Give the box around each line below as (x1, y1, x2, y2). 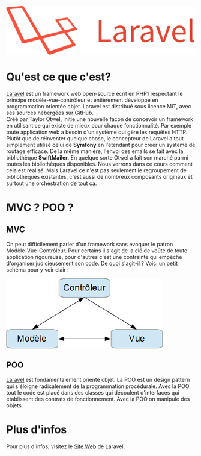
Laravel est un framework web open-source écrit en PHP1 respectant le (6, 90, 183, 97)
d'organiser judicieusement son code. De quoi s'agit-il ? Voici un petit (6, 260, 178, 267)
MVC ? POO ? (6, 201, 74, 214)
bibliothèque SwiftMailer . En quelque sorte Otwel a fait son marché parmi (6, 154, 189, 161)
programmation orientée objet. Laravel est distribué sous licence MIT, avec (6, 102, 191, 110)
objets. (6, 401, 23, 409)
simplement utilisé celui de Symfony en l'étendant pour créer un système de (6, 141, 196, 148)
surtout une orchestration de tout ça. (6, 180, 97, 187)
